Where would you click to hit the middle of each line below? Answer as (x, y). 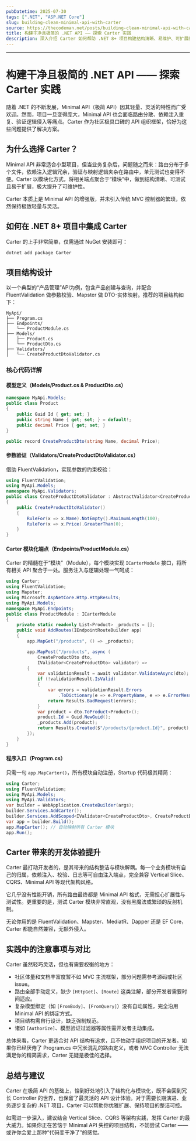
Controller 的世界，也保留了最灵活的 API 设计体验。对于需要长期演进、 (97, 1098)
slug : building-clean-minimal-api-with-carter (64, 22)
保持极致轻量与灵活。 (36, 206)
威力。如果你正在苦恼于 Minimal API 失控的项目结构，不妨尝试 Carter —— (99, 1125)
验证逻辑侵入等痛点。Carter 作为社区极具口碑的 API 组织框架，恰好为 (99, 121)
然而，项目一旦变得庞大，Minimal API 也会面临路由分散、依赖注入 (100, 114)
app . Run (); (19, 832)
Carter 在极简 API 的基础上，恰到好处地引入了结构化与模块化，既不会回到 (94, 1091)
